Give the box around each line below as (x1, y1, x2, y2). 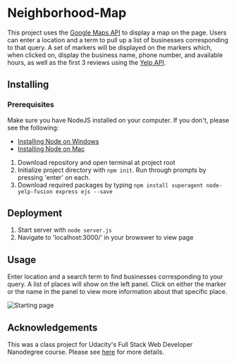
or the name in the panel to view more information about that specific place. (7, 288, 228, 296)
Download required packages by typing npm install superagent (17, 180, 204, 189)
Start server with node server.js (17, 226, 113, 234)
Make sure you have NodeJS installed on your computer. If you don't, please (7, 116, 230, 124)
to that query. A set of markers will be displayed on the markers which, (7, 43, 213, 51)
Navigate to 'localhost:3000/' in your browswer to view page (17, 233, 194, 242)
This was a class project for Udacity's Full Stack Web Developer (7, 340, 193, 349)
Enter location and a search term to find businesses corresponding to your (7, 273, 223, 281)
